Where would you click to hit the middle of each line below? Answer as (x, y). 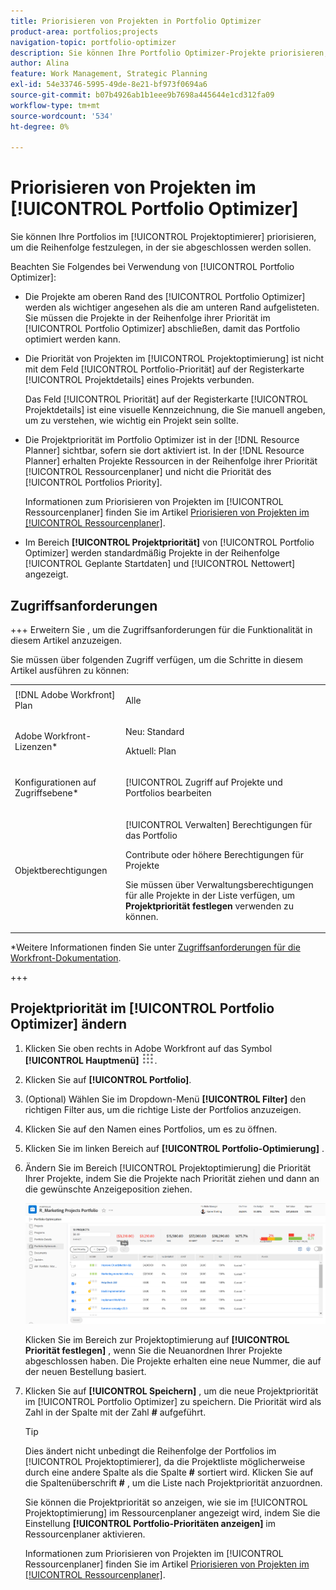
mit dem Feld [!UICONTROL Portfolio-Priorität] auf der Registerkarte (164, 369)
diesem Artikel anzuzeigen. (66, 640)
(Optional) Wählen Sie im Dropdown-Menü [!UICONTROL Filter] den (165, 1099)
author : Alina (40, 63)
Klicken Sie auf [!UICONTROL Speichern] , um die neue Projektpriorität (171, 1391)
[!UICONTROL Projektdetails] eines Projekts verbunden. (139, 380)
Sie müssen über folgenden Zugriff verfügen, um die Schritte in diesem (157, 659)
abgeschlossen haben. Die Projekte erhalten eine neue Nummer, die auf (173, 1361)
